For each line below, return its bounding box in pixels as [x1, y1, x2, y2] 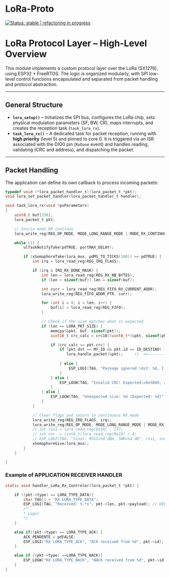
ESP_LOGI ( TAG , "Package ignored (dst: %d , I [68, 366, 164, 371]
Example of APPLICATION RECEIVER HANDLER [5, 472, 122, 479]
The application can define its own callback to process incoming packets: [5, 179, 158, 186]
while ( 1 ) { [14, 240, 39, 245]
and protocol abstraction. [5, 81, 58, 87]
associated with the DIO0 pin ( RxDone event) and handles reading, [12, 141, 149, 147]
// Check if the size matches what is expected [41, 319, 144, 324]
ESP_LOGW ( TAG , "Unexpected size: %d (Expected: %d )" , [50, 394, 166, 400]
